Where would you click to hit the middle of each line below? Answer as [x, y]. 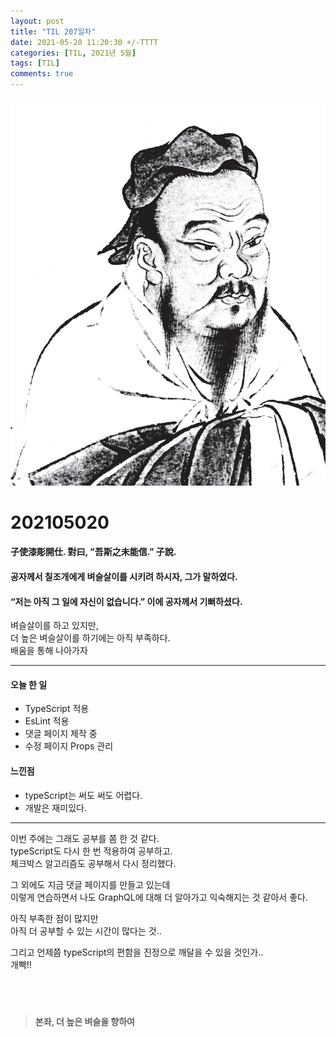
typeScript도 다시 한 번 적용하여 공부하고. [91, 851]
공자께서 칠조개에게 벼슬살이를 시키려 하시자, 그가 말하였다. [124, 576]
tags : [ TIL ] [35, 63]
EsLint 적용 [47, 721]
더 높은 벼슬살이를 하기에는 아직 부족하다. [90, 638]
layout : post [37, 21]
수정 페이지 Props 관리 [69, 746]
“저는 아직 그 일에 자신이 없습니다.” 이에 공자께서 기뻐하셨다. [126, 601]
